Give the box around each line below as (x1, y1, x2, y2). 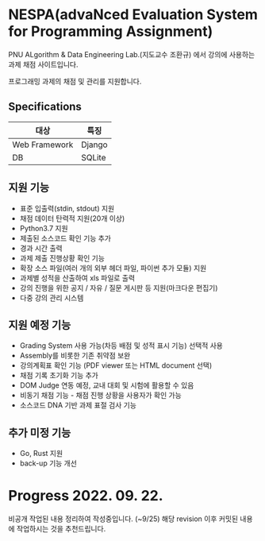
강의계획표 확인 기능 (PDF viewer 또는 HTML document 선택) (19, 361, 213, 370)
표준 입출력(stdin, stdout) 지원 (19, 203, 115, 213)
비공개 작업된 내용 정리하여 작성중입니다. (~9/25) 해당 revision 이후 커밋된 (8, 514, 239, 524)
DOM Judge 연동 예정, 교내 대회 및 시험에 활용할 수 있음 (19, 381, 194, 390)
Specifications (8, 100, 82, 114)
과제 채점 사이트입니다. (8, 60, 79, 69)
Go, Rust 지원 (19, 449, 63, 458)
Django (80, 139, 109, 150)
